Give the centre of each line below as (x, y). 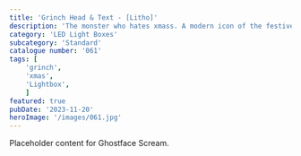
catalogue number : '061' (56, 51)
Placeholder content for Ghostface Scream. (89, 143)
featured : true (38, 101)
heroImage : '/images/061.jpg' (66, 117)
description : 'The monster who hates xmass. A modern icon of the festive (152, 26)
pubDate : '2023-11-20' (52, 109)
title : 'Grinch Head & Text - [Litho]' (84, 17)
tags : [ (24, 59)
